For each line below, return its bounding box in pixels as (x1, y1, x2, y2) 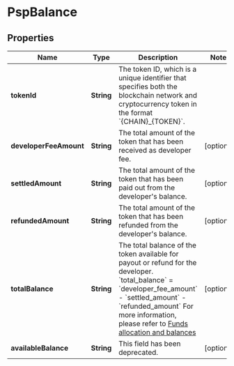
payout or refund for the (118, 258, 197, 267)
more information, (118, 310, 177, 319)
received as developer (118, 146, 192, 155)
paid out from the (118, 183, 175, 192)
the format (118, 108, 153, 117)
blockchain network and (118, 91, 197, 100)
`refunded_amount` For (118, 301, 194, 311)
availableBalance (10, 343, 69, 353)
